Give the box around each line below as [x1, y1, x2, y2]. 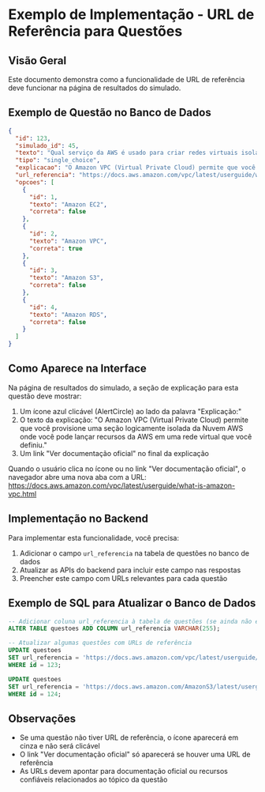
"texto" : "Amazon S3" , [28, 274, 104, 282]
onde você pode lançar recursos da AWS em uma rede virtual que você [19, 432, 252, 441]
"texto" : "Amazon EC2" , [28, 200, 108, 209]
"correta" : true [28, 244, 83, 252]
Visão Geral [8, 54, 67, 67]
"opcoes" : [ [15, 178, 55, 187]
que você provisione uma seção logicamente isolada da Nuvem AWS [19, 423, 244, 432]
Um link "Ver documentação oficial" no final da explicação [19, 448, 210, 458]
